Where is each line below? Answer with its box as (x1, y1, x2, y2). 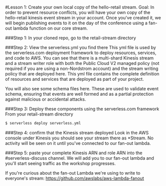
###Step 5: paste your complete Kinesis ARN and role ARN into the (5, 150, 143, 156)
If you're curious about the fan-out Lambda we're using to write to (5, 170, 141, 176)
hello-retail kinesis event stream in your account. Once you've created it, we (5, 15, 162, 20)
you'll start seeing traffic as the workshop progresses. (5, 160, 116, 166)
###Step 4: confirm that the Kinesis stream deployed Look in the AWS (5, 129, 149, 135)
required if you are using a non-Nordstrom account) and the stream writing (5, 65, 159, 71)
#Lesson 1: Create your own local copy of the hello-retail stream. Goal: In (5, 4, 155, 10)
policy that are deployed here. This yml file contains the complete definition (5, 71, 160, 76)
